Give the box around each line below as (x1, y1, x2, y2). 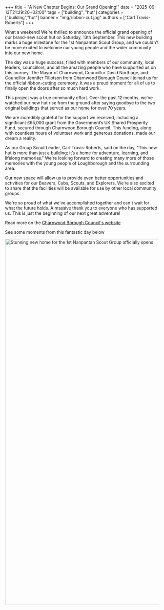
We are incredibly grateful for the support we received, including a (5, 115, 139, 120)
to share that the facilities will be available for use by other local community (5, 185, 157, 191)
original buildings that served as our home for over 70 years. (5, 105, 127, 111)
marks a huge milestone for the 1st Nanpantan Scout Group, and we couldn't (5, 40, 159, 45)
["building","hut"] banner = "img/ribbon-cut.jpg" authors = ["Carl (5, 15, 135, 20)
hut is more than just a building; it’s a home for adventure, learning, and (5, 150, 148, 156)
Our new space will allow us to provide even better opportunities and (5, 175, 143, 181)
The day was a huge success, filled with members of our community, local (5, 60, 155, 65)
